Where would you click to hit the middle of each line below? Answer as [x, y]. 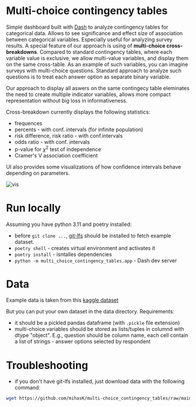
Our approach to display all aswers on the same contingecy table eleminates [98, 88]
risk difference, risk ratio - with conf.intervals [69, 135]
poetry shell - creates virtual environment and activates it [85, 248]
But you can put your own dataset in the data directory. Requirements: [90, 312]
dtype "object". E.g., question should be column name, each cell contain [101, 336]
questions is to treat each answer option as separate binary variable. [88, 77]
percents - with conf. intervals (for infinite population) [79, 129]
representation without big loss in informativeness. [67, 100]
